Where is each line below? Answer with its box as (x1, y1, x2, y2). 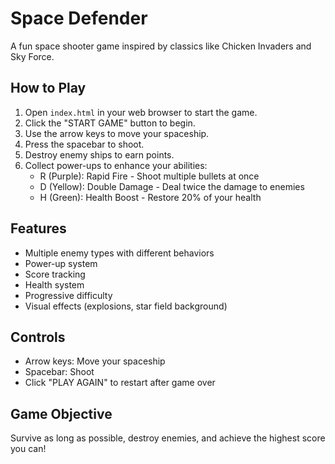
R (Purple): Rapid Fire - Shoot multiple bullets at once (39, 170, 260, 182)
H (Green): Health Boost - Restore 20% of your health (39, 191, 262, 203)
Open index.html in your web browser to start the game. (24, 106, 258, 118)
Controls (10, 328, 66, 346)
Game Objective (10, 405, 113, 422)
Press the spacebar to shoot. (24, 138, 145, 150)
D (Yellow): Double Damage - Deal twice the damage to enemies (39, 180, 305, 192)
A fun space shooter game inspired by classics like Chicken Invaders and (10, 40, 312, 52)
